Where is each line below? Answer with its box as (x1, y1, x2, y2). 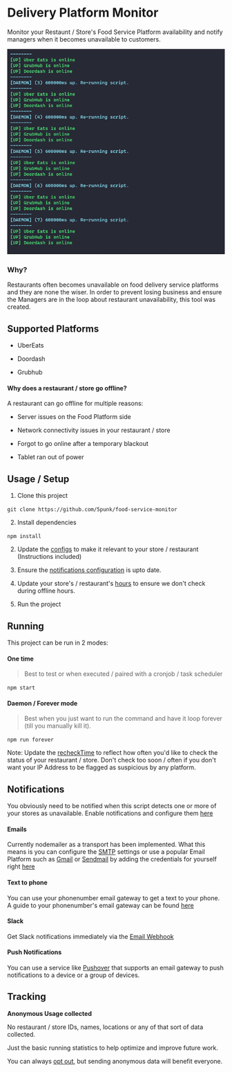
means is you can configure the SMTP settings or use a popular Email (7, 848, 205, 856)
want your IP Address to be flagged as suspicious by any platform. (7, 763, 197, 771)
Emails (7, 825, 27, 833)
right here (7, 862, 35, 870)
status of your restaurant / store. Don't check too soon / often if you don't (7, 756, 216, 765)
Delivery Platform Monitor (7, 5, 159, 21)
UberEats (17, 341, 44, 350)
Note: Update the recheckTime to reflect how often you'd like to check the (7, 749, 218, 757)
